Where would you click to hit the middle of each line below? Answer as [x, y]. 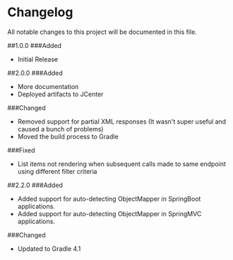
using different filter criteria [57, 171]
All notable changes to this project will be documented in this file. [102, 32]
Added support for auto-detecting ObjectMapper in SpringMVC [109, 213]
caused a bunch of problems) [60, 129]
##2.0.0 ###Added [35, 73]
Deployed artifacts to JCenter [60, 94]
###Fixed [21, 150]
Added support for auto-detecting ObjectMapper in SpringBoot [109, 199]
